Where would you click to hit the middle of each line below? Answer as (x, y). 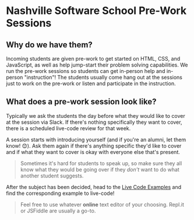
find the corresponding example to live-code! (60, 193)
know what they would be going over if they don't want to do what (100, 169)
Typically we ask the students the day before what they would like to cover (96, 116)
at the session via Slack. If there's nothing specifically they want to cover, (94, 122)
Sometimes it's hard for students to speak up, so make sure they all (101, 163)
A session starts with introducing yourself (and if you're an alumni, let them (96, 139)
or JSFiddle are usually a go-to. (58, 211)
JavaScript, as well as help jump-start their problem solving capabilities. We (97, 65)
